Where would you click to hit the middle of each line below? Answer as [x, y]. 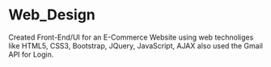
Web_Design [52, 15]
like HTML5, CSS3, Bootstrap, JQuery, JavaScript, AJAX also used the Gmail [135, 45]
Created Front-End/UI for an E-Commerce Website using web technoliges [131, 37]
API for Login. [31, 54]
